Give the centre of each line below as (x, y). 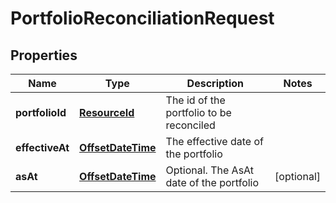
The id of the (195, 100)
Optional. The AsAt (210, 170)
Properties (44, 55)
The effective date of (214, 141)
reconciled (190, 125)
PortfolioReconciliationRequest (142, 18)
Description (215, 83)
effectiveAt (42, 147)
